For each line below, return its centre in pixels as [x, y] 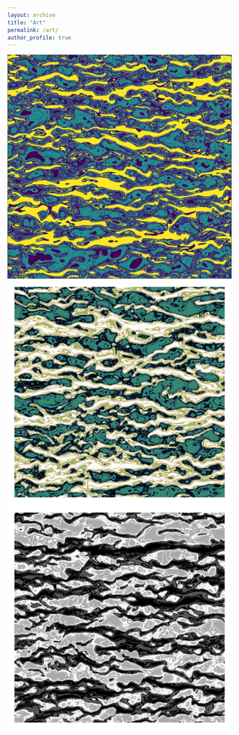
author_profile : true [39, 38]
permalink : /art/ [33, 30]
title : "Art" [27, 22]
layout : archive [31, 15]
